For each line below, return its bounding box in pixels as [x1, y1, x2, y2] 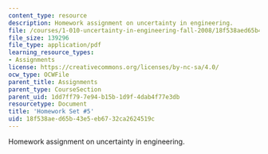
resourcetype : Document [8, 100, 88, 108]
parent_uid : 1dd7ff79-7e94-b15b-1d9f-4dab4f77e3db [8, 93, 180, 101]
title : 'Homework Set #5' [8, 108, 94, 116]
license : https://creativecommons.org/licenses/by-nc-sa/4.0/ [8, 64, 219, 71]
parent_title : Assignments [8, 78, 98, 86]
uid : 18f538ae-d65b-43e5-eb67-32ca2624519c [8, 115, 156, 123]
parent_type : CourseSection [8, 85, 102, 94]
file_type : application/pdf [8, 41, 102, 49]
